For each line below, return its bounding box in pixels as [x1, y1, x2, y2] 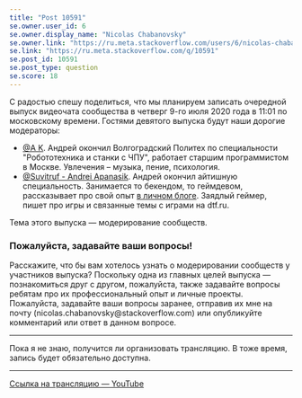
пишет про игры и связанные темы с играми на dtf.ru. [22, 199, 230, 210]
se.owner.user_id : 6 [9, 22, 87, 31]
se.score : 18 [9, 72, 58, 81]
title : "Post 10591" [9, 13, 87, 22]
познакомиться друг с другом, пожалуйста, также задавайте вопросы [9, 279, 280, 290]
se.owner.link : [9, 38, 67, 48]
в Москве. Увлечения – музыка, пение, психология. [22, 161, 220, 172]
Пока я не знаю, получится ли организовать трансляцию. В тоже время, [9, 343, 288, 354]
